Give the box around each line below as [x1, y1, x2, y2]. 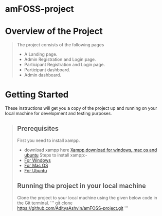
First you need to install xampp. [17, 137, 80, 143]
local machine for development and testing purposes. [5, 111, 112, 117]
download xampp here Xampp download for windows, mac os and [24, 147, 157, 153]
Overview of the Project [5, 26, 103, 37]
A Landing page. [24, 51, 57, 57]
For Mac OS [24, 162, 49, 168]
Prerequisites [17, 124, 59, 133]
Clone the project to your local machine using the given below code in [17, 195, 157, 200]
